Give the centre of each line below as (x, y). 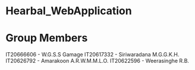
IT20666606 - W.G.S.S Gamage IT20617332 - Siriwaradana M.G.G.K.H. (92, 55)
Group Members (47, 38)
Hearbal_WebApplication (69, 11)
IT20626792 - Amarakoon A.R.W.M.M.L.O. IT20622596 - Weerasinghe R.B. (97, 61)
